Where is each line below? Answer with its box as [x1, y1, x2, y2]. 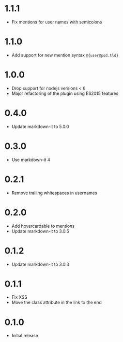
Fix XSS [11, 294, 28, 300]
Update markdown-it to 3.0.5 [11, 228, 69, 234]
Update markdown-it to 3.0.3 [11, 261, 70, 267]
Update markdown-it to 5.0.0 [11, 124, 69, 129]
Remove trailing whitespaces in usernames [11, 190, 97, 196]
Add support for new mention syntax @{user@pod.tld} [11, 52, 119, 58]
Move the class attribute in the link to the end [11, 300, 102, 306]
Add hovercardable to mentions [11, 223, 75, 229]
